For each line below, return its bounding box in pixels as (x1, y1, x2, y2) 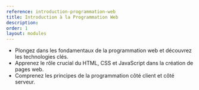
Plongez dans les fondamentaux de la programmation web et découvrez (14, 47, 192, 54)
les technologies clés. (14, 53, 69, 60)
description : (6, 20, 39, 25)
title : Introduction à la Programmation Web (6, 14, 119, 20)
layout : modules (6, 31, 46, 37)
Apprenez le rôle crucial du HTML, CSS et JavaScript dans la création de (14, 60, 194, 67)
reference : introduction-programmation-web (6, 8, 116, 15)
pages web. (14, 66, 44, 73)
